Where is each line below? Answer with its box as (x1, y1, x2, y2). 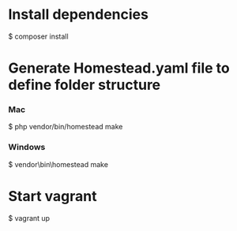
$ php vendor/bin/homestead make (8, 122, 123, 132)
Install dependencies (8, 6, 149, 24)
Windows (8, 142, 46, 153)
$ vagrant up (8, 213, 50, 222)
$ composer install (8, 32, 69, 41)
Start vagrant (8, 187, 97, 205)
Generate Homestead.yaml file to (8, 59, 231, 77)
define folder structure (8, 76, 161, 94)
